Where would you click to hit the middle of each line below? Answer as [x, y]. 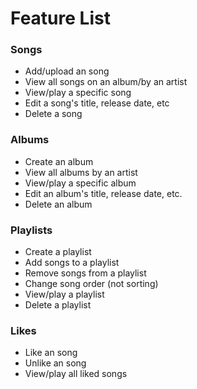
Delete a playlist [58, 305]
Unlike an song [55, 363]
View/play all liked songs [76, 374]
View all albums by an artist [81, 172]
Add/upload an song [67, 71]
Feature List [60, 18]
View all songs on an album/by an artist [106, 82]
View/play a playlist [64, 294]
